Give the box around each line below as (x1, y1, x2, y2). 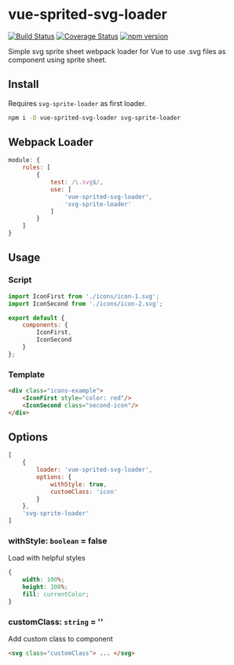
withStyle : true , (49, 480, 108, 488)
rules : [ (22, 163, 51, 172)
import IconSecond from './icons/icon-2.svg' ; (8, 300, 163, 308)
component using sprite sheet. (8, 55, 108, 64)
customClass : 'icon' (49, 488, 118, 495)
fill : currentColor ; (22, 590, 90, 598)
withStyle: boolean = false (8, 535, 108, 546)
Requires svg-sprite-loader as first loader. (8, 98, 147, 108)
